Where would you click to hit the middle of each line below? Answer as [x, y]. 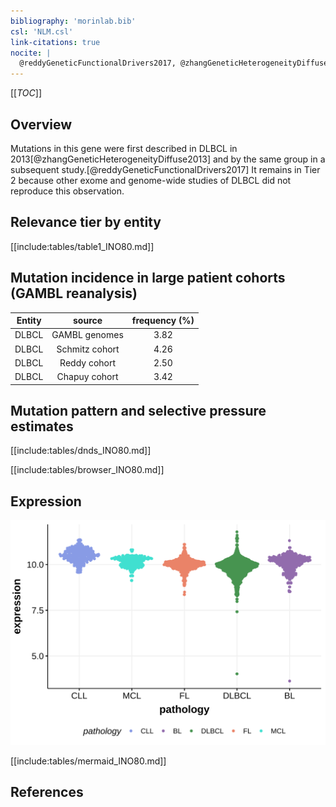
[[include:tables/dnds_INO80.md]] [81, 451]
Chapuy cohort [87, 377]
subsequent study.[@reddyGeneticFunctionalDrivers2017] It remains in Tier [165, 169]
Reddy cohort [88, 362]
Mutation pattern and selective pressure [138, 410]
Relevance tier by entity [86, 222]
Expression [46, 501]
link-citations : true [55, 42]
